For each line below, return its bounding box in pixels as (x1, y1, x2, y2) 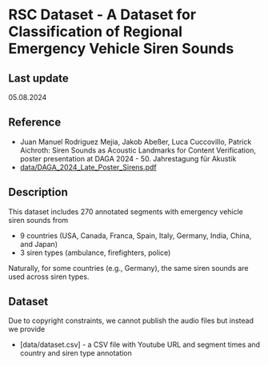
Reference (8, 116, 62, 129)
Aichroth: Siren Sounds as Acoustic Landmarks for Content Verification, (19, 145, 256, 155)
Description (8, 185, 68, 199)
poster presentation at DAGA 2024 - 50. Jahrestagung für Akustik (19, 153, 237, 163)
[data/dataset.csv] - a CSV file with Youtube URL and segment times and (19, 340, 261, 349)
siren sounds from (8, 215, 69, 225)
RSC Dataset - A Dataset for (8, 6, 197, 24)
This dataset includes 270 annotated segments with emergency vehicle (8, 206, 244, 217)
